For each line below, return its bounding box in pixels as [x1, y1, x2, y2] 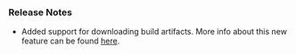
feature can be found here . [21, 35, 120, 46]
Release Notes [8, 6, 73, 19]
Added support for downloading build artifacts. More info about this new [21, 27, 287, 37]
